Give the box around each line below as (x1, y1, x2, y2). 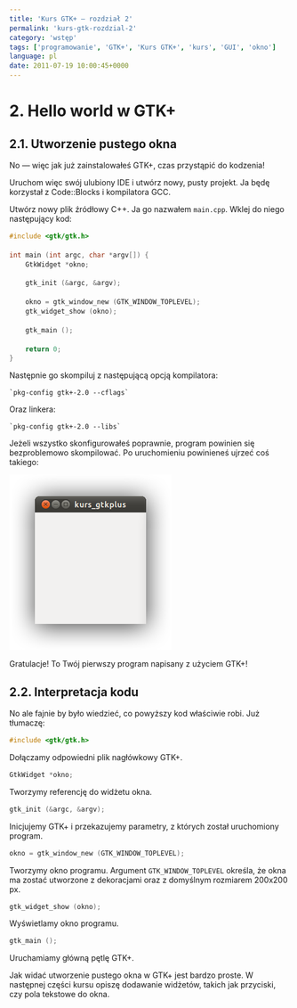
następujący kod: (9, 214, 73, 224)
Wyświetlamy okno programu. (9, 918, 119, 929)
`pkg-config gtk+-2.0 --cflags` (9, 389, 129, 397)
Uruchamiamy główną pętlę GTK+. (9, 953, 135, 963)
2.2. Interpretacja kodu (9, 684, 140, 700)
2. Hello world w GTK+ (9, 101, 176, 121)
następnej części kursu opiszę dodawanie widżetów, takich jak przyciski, (9, 979, 277, 990)
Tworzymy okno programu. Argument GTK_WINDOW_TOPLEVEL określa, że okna (9, 865, 286, 875)
